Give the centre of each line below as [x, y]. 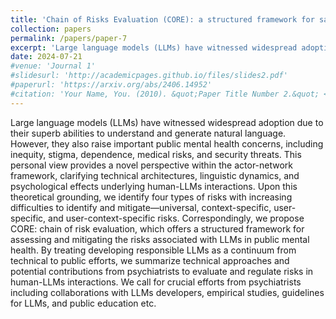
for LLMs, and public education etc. [83, 303]
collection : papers [51, 29]
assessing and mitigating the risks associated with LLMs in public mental [160, 239]
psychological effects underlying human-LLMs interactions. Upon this [154, 186]
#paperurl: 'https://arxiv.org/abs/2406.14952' [111, 85]
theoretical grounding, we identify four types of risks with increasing [151, 197]
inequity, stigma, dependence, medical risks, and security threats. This [156, 154]
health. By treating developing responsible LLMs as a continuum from [153, 250]
